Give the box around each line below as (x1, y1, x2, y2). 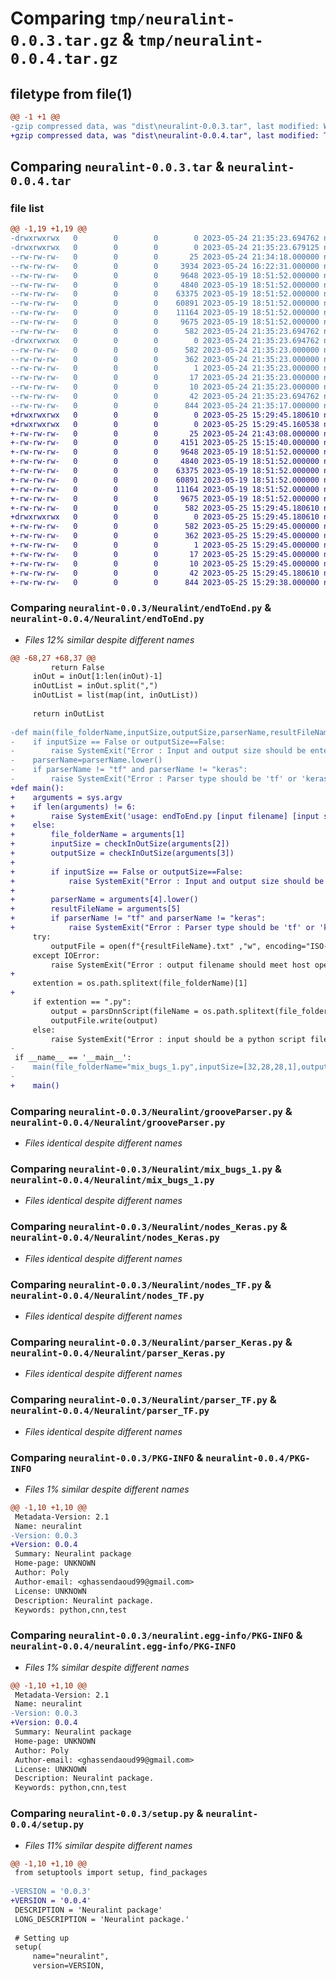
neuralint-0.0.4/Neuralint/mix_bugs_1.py (10, 1175, 215, 1186)
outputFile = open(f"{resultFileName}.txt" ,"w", (50, 941, 262, 951)
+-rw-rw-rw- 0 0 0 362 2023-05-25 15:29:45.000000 (10, 531, 320, 541)
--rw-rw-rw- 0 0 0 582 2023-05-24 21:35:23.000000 (10, 345, 320, 355)
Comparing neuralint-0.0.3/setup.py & (10, 1807, 204, 1821)
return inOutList (32, 708, 105, 719)
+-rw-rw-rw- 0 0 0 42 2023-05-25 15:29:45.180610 (10, 568, 320, 578)
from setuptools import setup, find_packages (14, 1868, 208, 1878)
